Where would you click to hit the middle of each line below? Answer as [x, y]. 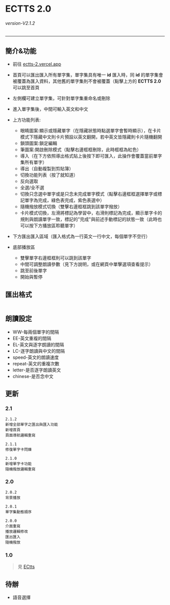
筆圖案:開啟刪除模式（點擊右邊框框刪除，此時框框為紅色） [81, 149]
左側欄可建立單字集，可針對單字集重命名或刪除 [61, 98]
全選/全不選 [32, 187]
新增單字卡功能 [18, 464]
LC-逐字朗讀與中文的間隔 [38, 351]
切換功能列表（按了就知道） [49, 175]
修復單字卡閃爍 [18, 449]
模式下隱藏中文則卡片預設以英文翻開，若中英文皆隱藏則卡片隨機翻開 [91, 137]
